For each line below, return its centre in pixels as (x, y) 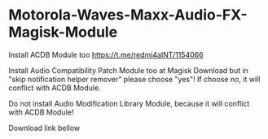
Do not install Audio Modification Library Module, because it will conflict (129, 103)
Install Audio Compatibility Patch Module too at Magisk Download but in (128, 70)
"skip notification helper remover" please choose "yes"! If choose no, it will (134, 79)
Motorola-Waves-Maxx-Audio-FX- (128, 15)
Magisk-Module (63, 32)
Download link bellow (44, 128)
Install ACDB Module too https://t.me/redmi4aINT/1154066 (106, 54)
